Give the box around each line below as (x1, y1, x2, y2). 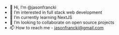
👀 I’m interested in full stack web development (9, 9, 102, 15)
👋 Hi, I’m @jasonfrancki (9, 5, 57, 10)
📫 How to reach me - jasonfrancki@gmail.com (9, 25, 104, 30)
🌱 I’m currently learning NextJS (9, 15, 72, 20)
